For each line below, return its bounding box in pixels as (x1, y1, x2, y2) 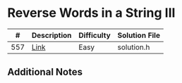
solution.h (117, 42, 150, 52)
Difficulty (78, 30, 111, 40)
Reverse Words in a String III (7, 5, 176, 21)
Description (31, 30, 72, 40)
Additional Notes (7, 66, 83, 78)
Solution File (117, 30, 161, 40)
